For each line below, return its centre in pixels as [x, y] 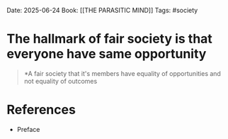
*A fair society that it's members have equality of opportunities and [122, 73]
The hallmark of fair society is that [110, 39]
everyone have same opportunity [107, 54]
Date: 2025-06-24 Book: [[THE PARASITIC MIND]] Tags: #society [102, 10]
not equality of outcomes [61, 81]
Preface [28, 129]
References [41, 110]
